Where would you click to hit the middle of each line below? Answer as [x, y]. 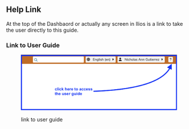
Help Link [24, 10]
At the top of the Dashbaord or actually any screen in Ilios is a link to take [95, 23]
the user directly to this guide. [42, 30]
